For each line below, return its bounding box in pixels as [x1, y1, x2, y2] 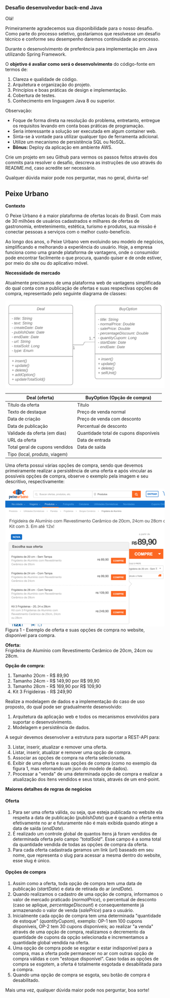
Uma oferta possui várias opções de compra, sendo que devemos [5, 462, 143, 468]
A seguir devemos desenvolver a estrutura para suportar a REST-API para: [5, 734, 160, 740]
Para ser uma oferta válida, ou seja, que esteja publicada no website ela [12, 809, 163, 815]
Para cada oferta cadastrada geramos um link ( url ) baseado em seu [12, 847, 154, 853]
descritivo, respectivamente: [5, 478, 65, 485]
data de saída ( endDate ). [12, 825, 65, 831]
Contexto [5, 203, 25, 209]
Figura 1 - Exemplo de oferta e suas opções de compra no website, [5, 627, 145, 633]
